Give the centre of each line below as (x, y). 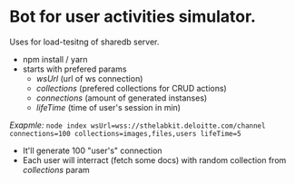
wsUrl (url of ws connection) (89, 78)
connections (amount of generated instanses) (122, 98)
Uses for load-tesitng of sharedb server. (84, 42)
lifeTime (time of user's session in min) (108, 107)
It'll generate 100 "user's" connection (92, 150)
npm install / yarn (55, 59)
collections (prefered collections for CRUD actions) (131, 88)
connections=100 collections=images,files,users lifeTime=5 (126, 133)
